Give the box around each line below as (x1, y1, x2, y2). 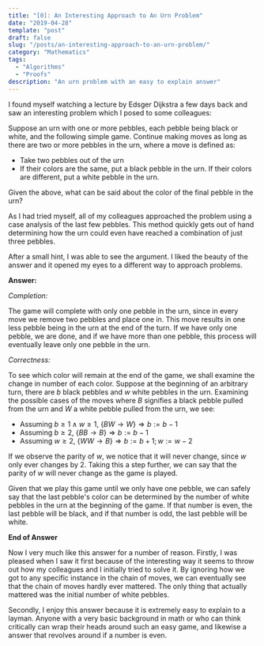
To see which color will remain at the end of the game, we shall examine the (8, 370, 255, 380)
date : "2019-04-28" (8, 19, 73, 27)
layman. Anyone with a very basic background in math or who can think (8, 614, 241, 623)
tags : (8, 56, 26, 64)
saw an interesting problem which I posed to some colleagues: (8, 108, 212, 117)
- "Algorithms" (15, 63, 66, 71)
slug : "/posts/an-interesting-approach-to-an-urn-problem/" (8, 41, 211, 49)
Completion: (8, 290, 48, 300)
